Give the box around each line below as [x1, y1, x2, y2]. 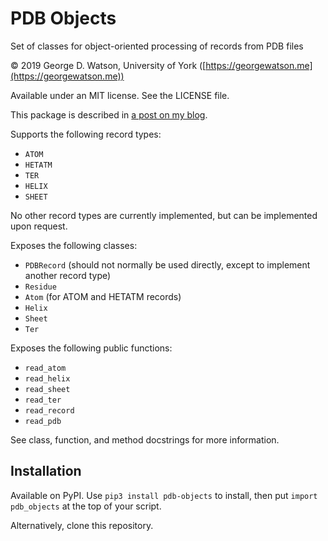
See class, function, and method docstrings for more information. [10, 433, 280, 446]
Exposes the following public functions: [10, 342, 173, 354]
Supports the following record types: [10, 128, 162, 140]
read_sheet [24, 384, 71, 394]
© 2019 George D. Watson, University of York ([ [10, 59, 207, 71]
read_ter [24, 395, 62, 405]
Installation [10, 463, 82, 480]
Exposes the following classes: [10, 239, 138, 251]
